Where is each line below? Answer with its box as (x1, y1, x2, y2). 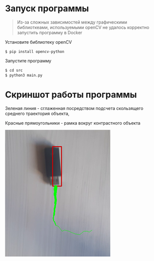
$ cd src (5, 68, 23, 73)
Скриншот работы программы (5, 89, 137, 101)
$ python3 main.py (5, 73, 43, 78)
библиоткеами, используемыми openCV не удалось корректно (17, 24, 150, 30)
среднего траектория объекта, (5, 110, 70, 116)
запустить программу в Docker (17, 29, 83, 35)
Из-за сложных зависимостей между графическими (17, 19, 128, 25)
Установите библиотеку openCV (5, 39, 72, 45)
